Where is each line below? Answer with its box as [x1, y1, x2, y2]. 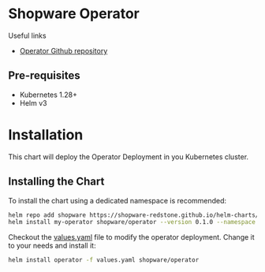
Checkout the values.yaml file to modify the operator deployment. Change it [8, 233, 255, 242]
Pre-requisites [8, 69, 80, 83]
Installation [8, 125, 84, 143]
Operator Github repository [19, 46, 108, 55]
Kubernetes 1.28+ [19, 90, 77, 99]
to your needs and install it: [8, 241, 96, 251]
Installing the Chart [8, 175, 105, 188]
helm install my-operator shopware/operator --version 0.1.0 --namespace [8, 218, 256, 226]
